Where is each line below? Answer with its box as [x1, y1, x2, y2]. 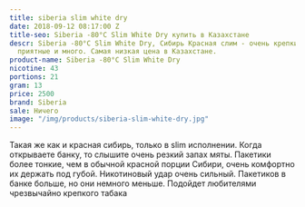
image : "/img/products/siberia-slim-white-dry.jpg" [9, 114, 209, 123]
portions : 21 [9, 73, 59, 82]
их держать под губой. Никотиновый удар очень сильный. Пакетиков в [9, 169, 286, 180]
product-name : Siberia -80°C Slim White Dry [9, 55, 181, 64]
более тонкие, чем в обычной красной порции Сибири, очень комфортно [9, 159, 295, 170]
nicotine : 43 [9, 64, 59, 74]
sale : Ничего [9, 106, 59, 115]
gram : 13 [9, 81, 43, 90]
